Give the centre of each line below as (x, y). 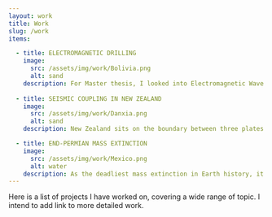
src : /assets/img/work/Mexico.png (89, 158)
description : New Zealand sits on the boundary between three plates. (145, 129)
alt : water (48, 166)
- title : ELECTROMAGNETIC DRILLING (76, 54)
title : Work (29, 24)
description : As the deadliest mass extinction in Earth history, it (144, 174)
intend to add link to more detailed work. (76, 206)
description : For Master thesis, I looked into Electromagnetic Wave (144, 83)
